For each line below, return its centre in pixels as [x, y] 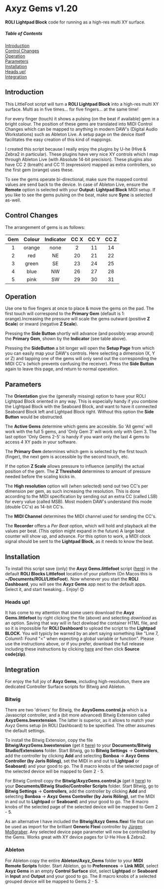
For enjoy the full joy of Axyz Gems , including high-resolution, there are [78, 682]
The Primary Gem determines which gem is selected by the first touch [76, 452]
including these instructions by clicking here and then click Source [72, 649]
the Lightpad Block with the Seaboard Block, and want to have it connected [81, 407]
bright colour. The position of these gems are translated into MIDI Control [79, 124]
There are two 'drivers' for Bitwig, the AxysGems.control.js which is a [76, 710]
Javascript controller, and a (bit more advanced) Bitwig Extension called [78, 715]
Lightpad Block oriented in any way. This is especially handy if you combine [82, 401]
